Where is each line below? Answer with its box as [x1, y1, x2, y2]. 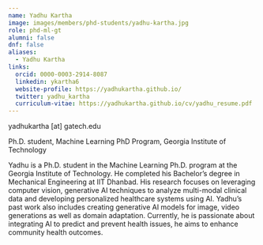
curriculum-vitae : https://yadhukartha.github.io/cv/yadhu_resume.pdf [15, 100, 253, 107]
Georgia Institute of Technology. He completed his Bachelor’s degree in [8, 169, 241, 179]
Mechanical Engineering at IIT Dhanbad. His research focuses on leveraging [8, 177, 256, 187]
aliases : [8, 48, 37, 56]
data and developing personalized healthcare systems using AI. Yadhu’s [8, 194, 242, 204]
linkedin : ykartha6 [15, 77, 80, 85]
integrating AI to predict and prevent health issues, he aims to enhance [8, 219, 239, 229]
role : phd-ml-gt [8, 26, 62, 34]
